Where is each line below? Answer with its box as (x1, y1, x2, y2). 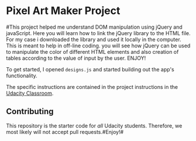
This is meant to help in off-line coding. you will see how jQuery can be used (6, 42, 191, 49)
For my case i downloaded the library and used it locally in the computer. (6, 36, 181, 43)
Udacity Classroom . (6, 90, 54, 97)
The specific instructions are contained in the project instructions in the (6, 83, 178, 90)
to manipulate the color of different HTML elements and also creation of (6, 48, 179, 55)
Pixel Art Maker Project (6, 4, 121, 18)
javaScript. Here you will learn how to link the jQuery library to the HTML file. (6, 29, 191, 36)
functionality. (6, 72, 38, 79)
